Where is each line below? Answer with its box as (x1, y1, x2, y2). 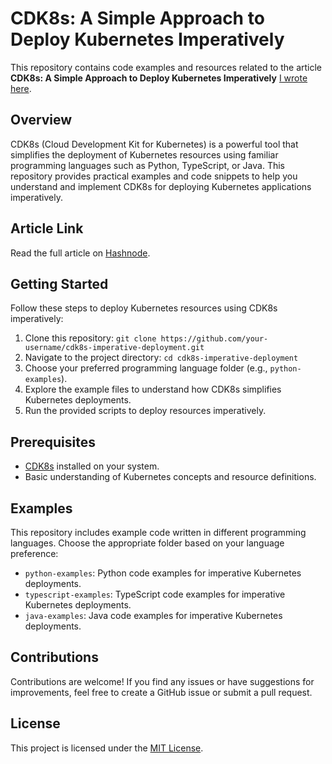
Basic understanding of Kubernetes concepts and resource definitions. (24, 471, 317, 483)
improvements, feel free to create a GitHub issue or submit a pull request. (10, 686, 313, 698)
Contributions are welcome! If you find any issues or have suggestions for (10, 675, 315, 687)
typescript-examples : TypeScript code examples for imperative (24, 588, 286, 600)
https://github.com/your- (160, 334, 269, 344)
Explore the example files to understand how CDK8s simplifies (24, 383, 282, 396)
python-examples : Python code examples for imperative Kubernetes (24, 567, 302, 579)
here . (10, 82, 32, 94)
